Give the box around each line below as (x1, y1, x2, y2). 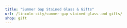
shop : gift (5, 16, 27, 20)
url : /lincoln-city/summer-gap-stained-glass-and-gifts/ (5, 11, 123, 16)
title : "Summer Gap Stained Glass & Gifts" (5, 7, 95, 12)
